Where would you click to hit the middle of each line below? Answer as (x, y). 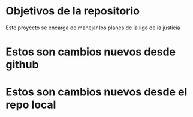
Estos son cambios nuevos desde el (96, 92)
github (22, 65)
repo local (31, 105)
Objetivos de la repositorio (73, 11)
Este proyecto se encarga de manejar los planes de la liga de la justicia (93, 28)
